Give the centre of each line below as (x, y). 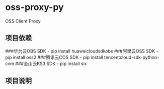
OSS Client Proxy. (23, 21)
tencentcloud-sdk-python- (132, 57)
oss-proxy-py (34, 7)
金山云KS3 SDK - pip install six (55, 63)
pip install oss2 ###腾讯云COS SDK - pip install (54, 57)
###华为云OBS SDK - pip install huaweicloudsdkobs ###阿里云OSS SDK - (82, 51)
